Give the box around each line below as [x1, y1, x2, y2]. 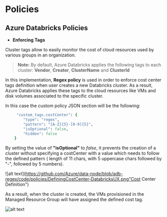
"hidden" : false [23, 131, 57, 136]
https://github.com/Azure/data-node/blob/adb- [25, 171, 123, 177]
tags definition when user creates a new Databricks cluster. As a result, [5, 82, 153, 88]
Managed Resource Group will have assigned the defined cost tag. [5, 196, 143, 202]
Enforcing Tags [12, 37, 45, 43]
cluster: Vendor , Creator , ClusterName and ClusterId [17, 67, 130, 73]
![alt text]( [5, 171, 26, 177]
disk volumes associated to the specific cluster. [5, 93, 104, 99]
